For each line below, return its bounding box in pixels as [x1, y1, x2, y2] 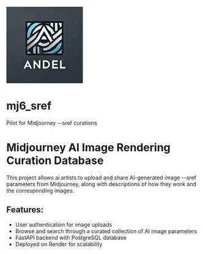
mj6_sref [6, 99, 52, 113]
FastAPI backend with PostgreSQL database [15, 234, 127, 241]
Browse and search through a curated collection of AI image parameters [15, 227, 197, 234]
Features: [6, 204, 44, 215]
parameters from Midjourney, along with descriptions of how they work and [6, 180, 197, 187]
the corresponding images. [6, 187, 75, 194]
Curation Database [6, 154, 104, 168]
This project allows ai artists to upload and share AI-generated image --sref [6, 174, 197, 181]
